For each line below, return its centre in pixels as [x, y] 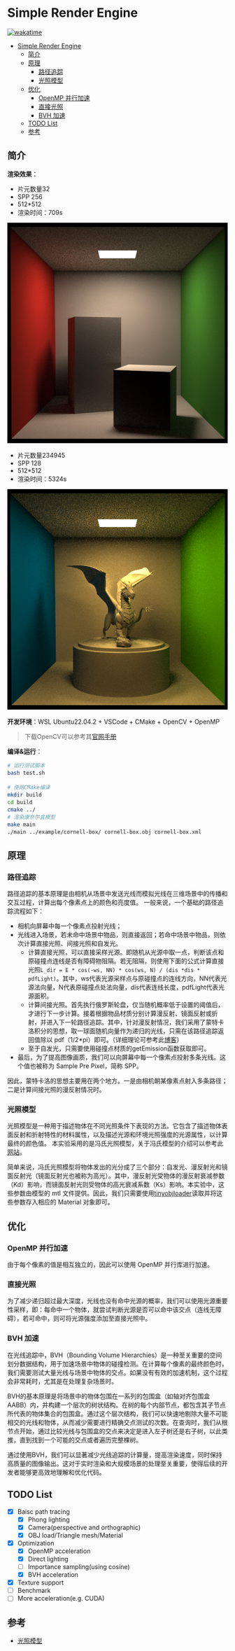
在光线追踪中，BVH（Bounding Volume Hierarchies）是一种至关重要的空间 [115, 1355]
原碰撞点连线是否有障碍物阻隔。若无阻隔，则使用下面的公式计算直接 [126, 961]
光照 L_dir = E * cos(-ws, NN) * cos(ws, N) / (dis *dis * [114, 970]
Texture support [41, 1582]
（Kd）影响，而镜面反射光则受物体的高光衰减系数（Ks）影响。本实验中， [113, 1185]
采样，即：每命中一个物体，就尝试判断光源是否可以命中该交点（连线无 [114, 1309]
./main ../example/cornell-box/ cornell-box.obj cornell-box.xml [104, 832]
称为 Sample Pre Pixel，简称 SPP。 [92, 1066]
